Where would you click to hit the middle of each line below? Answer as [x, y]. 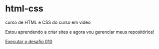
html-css [24, 9]
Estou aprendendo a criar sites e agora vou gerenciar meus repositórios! [80, 32]
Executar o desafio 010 [29, 41]
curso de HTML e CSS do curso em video [48, 22]
